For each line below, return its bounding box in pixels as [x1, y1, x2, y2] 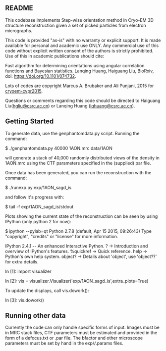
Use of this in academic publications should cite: [5, 53, 105, 59]
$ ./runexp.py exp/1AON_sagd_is [5, 184, 72, 190]
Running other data [5, 311, 66, 320]
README [5, 4, 33, 12]
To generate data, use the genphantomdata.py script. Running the [5, 130, 140, 136]
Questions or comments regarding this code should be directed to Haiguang [5, 98, 161, 103]
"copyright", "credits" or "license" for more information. [5, 233, 118, 239]
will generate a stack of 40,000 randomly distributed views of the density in [5, 154, 160, 160]
